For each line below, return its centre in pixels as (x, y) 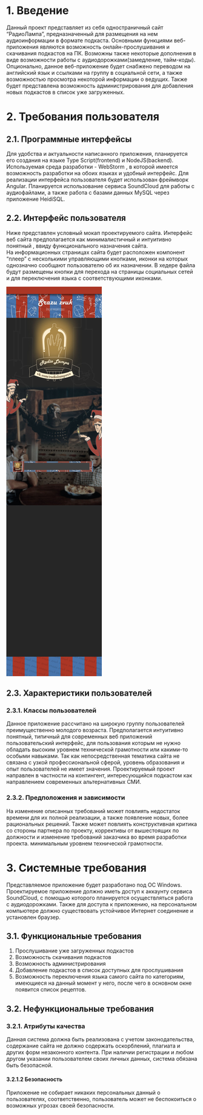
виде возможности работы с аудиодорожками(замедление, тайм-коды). (101, 60)
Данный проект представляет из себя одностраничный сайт (85, 27)
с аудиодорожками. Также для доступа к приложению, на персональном (101, 904)
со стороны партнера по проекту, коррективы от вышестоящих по (93, 830)
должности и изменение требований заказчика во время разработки (96, 837)
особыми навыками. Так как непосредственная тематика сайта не (93, 756)
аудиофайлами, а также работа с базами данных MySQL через (88, 192)
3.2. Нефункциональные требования (80, 1009)
